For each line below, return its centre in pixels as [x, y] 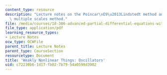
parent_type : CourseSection [34, 51]
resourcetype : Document [30, 56]
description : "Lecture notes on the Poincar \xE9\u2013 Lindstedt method [81, 14]
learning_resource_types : [32, 33]
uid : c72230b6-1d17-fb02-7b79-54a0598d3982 [51, 65]
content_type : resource [30, 10]
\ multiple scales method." [39, 19]
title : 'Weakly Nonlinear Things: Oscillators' [55, 60]
